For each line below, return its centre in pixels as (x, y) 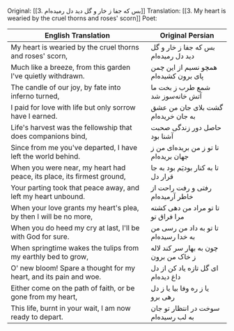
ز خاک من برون (173, 257)
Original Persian (187, 35)
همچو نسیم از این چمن (184, 67)
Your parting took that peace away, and (75, 187)
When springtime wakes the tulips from (75, 248)
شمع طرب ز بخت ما (181, 87)
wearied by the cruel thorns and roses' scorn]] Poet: (83, 18)
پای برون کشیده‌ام (177, 76)
